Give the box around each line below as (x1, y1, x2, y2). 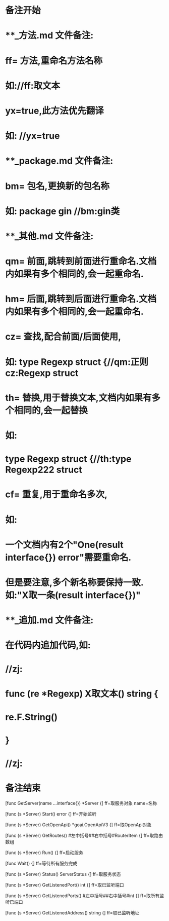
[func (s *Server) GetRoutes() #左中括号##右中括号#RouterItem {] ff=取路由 (5, 832, 163, 839)
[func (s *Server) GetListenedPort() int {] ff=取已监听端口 (5, 882, 125, 888)
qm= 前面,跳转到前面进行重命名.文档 (5, 255, 157, 267)
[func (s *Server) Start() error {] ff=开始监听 (5, 811, 97, 817)
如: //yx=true (5, 130, 60, 142)
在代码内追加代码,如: (5, 640, 91, 651)
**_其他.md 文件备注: (5, 230, 94, 242)
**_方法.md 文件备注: (5, 30, 94, 41)
